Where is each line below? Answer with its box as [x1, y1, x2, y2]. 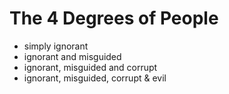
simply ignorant [23, 40, 89, 52]
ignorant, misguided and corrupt [23, 61, 158, 73]
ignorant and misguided [23, 50, 122, 62]
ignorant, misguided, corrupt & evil [23, 72, 167, 84]
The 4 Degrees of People [9, 7, 219, 30]
